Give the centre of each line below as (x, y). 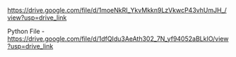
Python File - (26, 31)
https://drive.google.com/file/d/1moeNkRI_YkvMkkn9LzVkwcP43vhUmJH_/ (117, 10)
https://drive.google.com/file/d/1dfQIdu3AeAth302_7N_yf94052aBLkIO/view (118, 39)
